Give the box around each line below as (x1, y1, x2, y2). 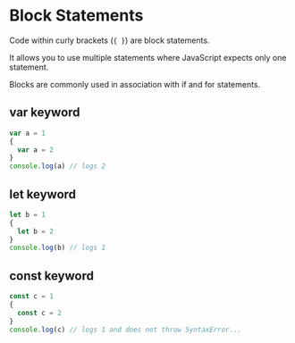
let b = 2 (17, 227, 54, 236)
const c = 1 (9, 292, 54, 301)
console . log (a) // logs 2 (9, 162, 105, 171)
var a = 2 (17, 145, 54, 155)
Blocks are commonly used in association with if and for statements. (9, 79, 261, 89)
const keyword (9, 268, 94, 283)
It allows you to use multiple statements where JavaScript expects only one (9, 52, 287, 63)
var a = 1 (9, 129, 46, 138)
